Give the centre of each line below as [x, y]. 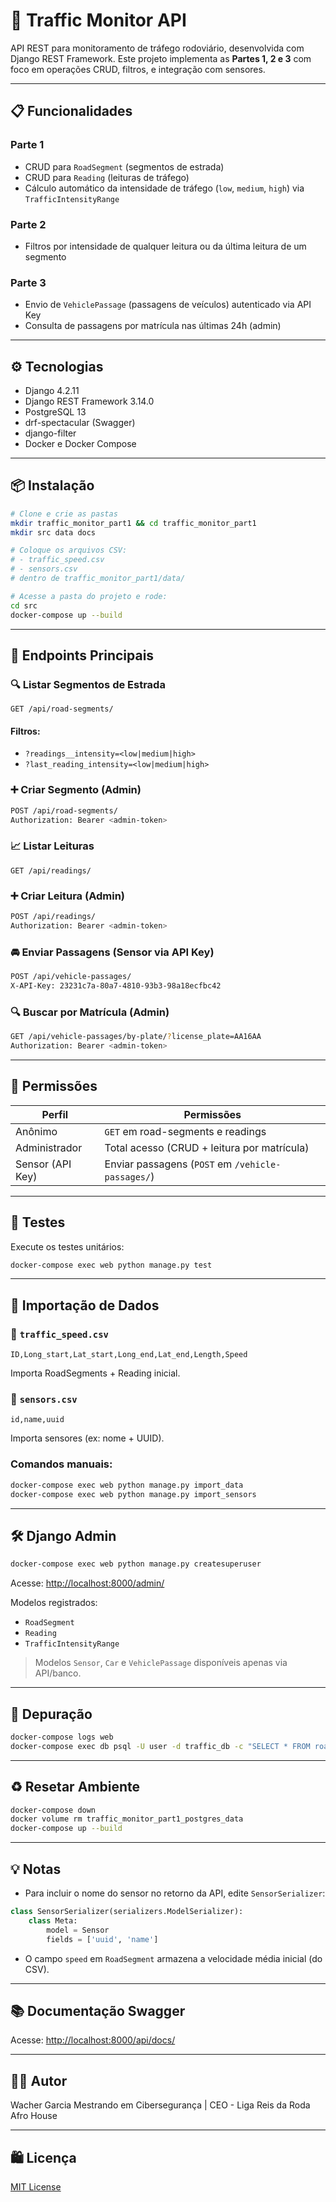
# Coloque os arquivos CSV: [69, 550]
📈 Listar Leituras [52, 846]
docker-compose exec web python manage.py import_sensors [133, 1494]
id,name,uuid [37, 1420]
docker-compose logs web [62, 1737]
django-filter [50, 433]
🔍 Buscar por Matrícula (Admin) [90, 1012]
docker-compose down [53, 1810]
